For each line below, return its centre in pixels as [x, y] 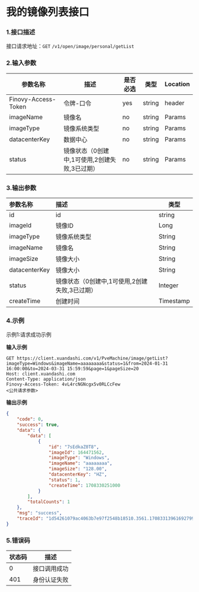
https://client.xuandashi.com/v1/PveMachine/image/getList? [92, 359]
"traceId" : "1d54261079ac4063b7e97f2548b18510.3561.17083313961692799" [107, 518]
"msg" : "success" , [39, 513]
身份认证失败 [51, 580]
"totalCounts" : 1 [49, 502]
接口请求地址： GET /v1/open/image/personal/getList [70, 46]
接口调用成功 [51, 569]
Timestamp [174, 301]
